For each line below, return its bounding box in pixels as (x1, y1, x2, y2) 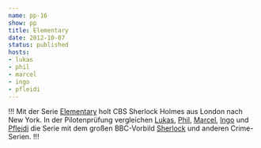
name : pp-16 (8, 11, 47, 20)
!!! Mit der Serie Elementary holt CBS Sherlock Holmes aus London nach (8, 107, 244, 116)
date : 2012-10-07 (8, 33, 66, 42)
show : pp (8, 19, 37, 27)
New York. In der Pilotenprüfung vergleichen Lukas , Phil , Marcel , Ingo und (8, 116, 249, 125)
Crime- (230, 123, 254, 133)
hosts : (8, 48, 30, 56)
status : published (8, 41, 69, 49)
